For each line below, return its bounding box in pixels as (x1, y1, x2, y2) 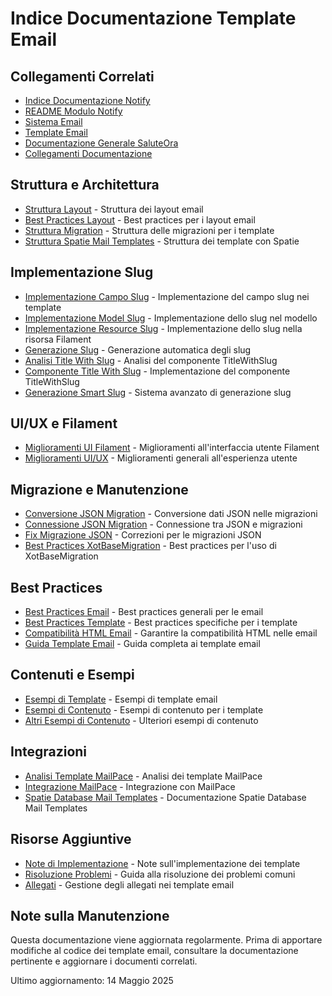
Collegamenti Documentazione (24, 148, 153, 159)
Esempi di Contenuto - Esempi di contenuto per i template (24, 703, 264, 716)
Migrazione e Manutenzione (10, 481, 189, 498)
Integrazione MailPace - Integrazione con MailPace (24, 780, 236, 792)
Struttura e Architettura (10, 177, 160, 194)
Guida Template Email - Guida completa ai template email (24, 638, 261, 650)
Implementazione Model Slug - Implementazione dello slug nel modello (24, 312, 318, 324)
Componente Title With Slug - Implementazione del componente (24, 365, 291, 377)
